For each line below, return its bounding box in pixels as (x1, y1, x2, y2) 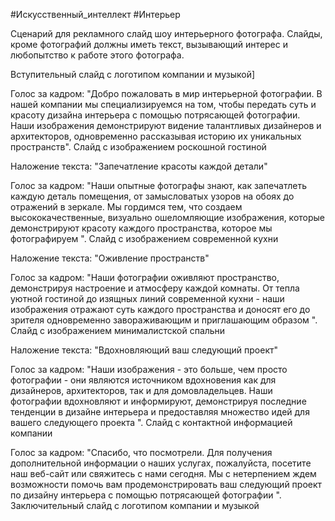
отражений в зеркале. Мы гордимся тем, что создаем (10, 201, 243, 213)
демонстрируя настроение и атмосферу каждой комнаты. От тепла (10, 282, 300, 294)
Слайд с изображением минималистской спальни (10, 325, 226, 336)
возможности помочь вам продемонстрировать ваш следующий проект (10, 479, 323, 490)
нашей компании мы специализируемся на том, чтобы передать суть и (10, 99, 317, 110)
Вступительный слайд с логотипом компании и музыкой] (10, 69, 256, 80)
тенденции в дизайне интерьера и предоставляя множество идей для (10, 406, 310, 418)
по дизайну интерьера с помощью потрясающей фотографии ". (10, 489, 282, 501)
